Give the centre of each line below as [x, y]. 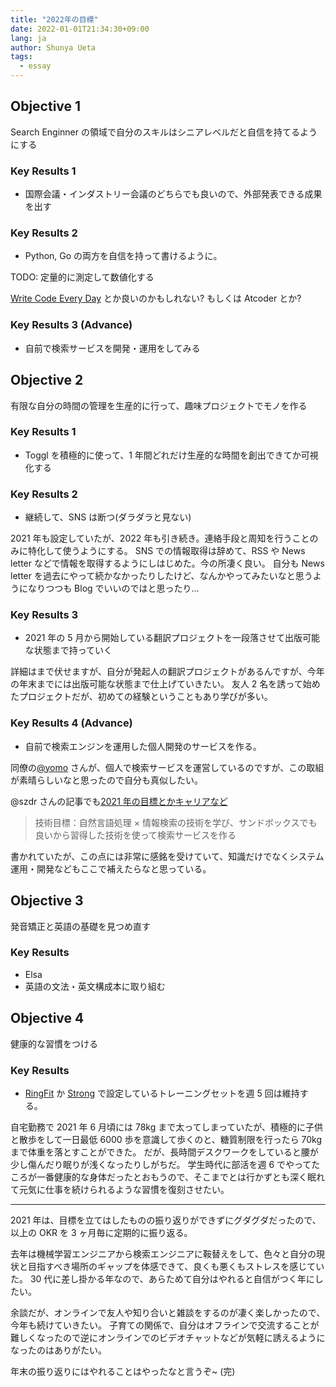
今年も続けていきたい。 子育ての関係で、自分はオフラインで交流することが [165, 1325]
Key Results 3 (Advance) [71, 325]
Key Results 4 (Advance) [71, 723]
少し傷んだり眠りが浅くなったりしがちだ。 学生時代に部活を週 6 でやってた [165, 1164]
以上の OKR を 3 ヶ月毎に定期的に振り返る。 [101, 1232]
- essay [35, 66]
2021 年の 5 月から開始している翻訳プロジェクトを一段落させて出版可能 [172, 638]
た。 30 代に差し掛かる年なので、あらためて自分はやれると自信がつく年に [162, 1278]
